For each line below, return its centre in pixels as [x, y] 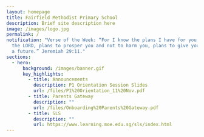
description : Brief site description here [61, 23]
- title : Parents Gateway [61, 96]
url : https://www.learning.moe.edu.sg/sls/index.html [103, 125]
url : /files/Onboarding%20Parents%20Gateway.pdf [96, 108]
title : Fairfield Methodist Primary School [62, 18]
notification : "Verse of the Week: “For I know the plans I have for [96, 40]
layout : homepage [28, 12]
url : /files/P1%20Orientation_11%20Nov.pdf [89, 91]
